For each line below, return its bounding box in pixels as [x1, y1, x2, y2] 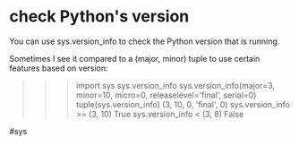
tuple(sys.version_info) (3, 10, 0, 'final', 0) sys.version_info [75, 98, 291, 109]
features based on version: [9, 63, 109, 73]
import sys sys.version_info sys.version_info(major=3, [75, 80, 276, 90]
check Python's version [9, 6, 190, 27]
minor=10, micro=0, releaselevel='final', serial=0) [75, 90, 257, 100]
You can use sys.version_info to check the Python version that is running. [9, 36, 280, 47]
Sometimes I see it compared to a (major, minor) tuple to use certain [9, 53, 261, 64]
